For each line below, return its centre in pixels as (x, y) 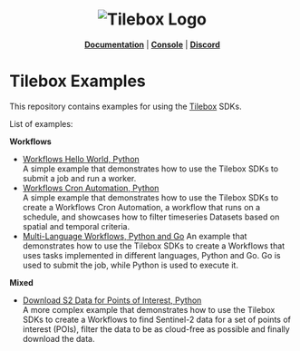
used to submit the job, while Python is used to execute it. (130, 265)
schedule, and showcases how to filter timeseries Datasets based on (151, 217)
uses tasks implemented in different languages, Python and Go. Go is (151, 255)
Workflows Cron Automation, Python (91, 188)
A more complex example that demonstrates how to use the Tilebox (149, 309)
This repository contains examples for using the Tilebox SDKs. (126, 106)
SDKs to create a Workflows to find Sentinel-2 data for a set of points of (157, 319)
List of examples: (41, 123)
